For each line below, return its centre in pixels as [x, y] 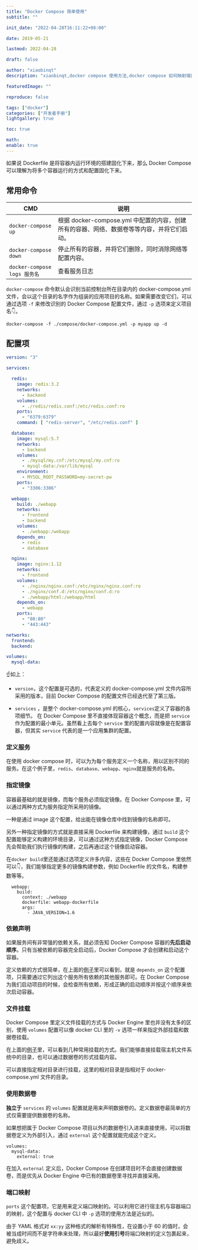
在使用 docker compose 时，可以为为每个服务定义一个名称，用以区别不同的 [98, 761]
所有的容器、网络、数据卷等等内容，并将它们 [120, 229]
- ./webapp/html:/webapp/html [59, 597]
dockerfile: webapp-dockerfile [60, 902]
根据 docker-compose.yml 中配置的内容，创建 [122, 220]
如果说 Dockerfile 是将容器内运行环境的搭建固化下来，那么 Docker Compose [99, 163]
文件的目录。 [56, 1077]
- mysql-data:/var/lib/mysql [57, 466]
